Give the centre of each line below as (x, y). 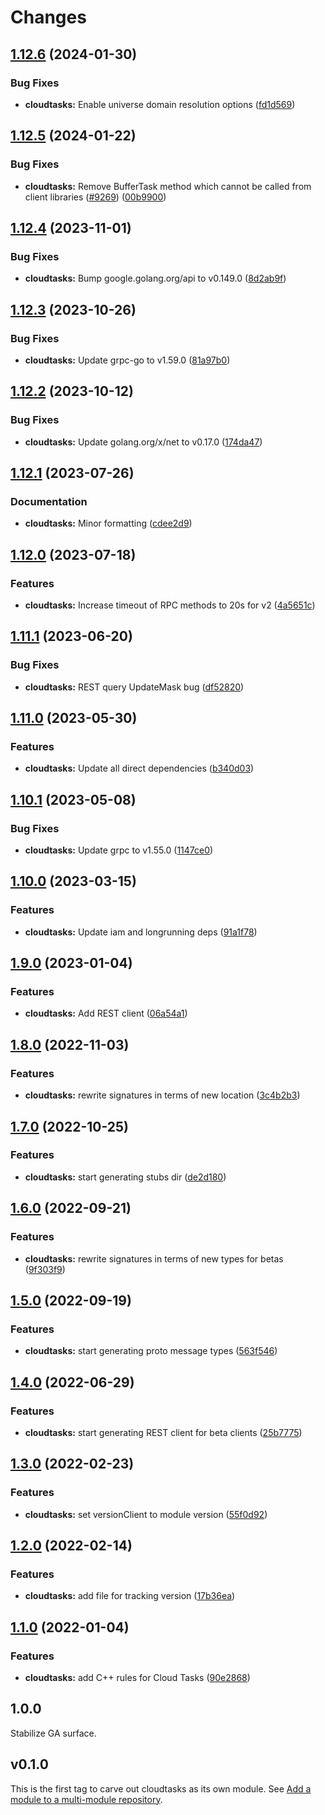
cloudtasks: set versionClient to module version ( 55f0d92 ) (146, 1514)
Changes (48, 17)
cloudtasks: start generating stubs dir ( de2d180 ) (125, 1177)
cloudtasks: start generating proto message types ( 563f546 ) (151, 1351)
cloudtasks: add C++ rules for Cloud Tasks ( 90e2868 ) (137, 1677)
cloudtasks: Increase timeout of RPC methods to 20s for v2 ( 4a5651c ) (170, 605)
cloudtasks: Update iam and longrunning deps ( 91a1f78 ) (141, 932)
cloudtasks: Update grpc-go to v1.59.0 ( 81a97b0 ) (127, 360)
